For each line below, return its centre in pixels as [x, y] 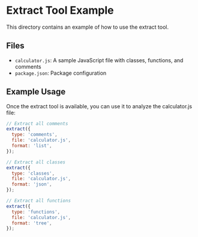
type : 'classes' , [33, 173]
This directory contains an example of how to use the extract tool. [88, 27]
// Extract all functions [38, 201]
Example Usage [36, 92]
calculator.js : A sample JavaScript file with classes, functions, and [99, 60]
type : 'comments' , [35, 135]
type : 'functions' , [36, 212]
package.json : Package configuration [61, 73]
